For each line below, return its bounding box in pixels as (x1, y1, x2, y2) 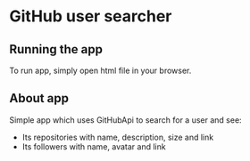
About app (9, 91, 70, 106)
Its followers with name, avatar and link (21, 141, 167, 152)
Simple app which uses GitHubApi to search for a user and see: (9, 114, 243, 125)
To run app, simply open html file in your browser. (9, 65, 192, 76)
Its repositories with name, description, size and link (21, 132, 214, 142)
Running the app (9, 42, 103, 57)
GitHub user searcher (9, 6, 172, 27)
